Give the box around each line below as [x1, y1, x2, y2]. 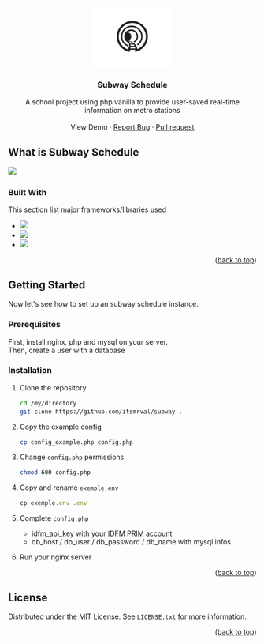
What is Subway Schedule [8, 145, 139, 159]
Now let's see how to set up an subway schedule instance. [8, 299, 199, 309]
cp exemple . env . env [19, 499, 87, 507]
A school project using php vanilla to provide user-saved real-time [24, 97, 240, 107]
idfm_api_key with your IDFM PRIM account [31, 529, 173, 538]
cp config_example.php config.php [19, 438, 133, 446]
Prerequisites [8, 319, 61, 330]
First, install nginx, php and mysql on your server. [8, 337, 168, 346]
